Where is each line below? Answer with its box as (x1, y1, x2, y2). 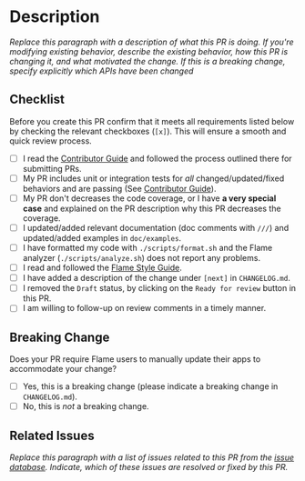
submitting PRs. (22, 163, 82, 174)
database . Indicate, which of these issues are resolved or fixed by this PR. (9, 462, 289, 473)
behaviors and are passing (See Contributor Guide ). (22, 183, 217, 194)
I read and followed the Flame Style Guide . (22, 262, 182, 274)
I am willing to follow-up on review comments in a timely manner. (22, 303, 267, 314)
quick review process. (9, 135, 93, 146)
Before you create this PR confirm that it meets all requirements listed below (9, 115, 295, 126)
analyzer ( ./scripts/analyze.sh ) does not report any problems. (22, 253, 261, 264)
